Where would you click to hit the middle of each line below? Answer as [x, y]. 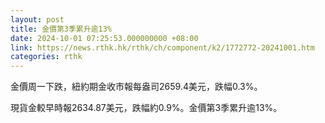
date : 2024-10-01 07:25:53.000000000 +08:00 [104, 38]
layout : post [37, 19]
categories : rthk [46, 57]
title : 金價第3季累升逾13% [61, 29]
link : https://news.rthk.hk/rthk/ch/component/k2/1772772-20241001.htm [162, 47]
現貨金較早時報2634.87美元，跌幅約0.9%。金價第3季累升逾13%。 [146, 108]
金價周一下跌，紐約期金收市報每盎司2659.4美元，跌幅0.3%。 [136, 87]
